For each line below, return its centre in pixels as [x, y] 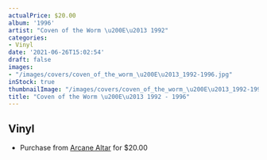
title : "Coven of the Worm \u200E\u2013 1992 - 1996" [99, 97]
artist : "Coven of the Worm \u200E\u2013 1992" [89, 30]
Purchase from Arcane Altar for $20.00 [84, 148]
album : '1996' [32, 23]
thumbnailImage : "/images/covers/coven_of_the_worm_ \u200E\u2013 [118, 89]
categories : [28, 38]
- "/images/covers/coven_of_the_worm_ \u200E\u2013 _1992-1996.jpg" [120, 74]
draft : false [30, 60]
